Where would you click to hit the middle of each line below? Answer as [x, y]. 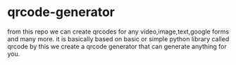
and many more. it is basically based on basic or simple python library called [118, 38]
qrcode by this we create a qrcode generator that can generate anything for [117, 46]
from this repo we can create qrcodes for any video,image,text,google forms [118, 31]
